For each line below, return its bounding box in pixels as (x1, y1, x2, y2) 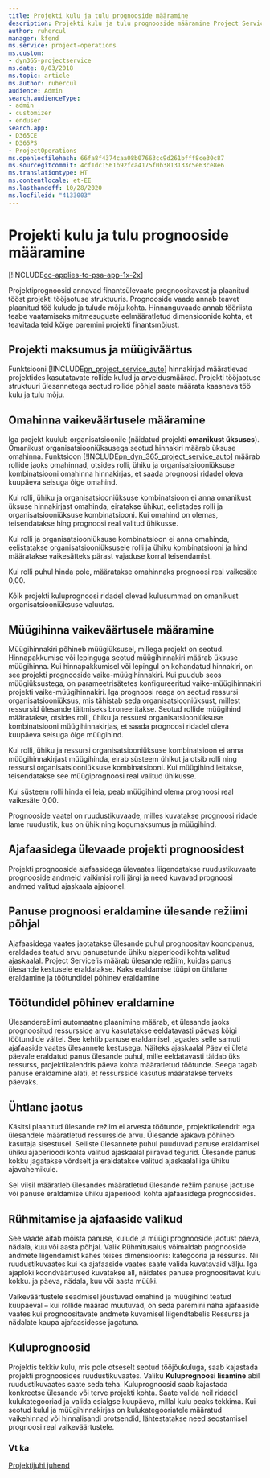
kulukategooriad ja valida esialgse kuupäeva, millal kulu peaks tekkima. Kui (8, 1396, 256, 1406)
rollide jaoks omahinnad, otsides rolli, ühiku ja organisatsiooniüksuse (8, 460, 235, 470)
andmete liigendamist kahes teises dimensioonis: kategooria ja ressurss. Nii (8, 1251, 259, 1261)
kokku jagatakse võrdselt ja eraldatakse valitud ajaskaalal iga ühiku (8, 1156, 230, 1166)
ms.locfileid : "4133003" (8, 191, 92, 200)
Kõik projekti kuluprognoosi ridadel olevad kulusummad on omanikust (8, 591, 239, 601)
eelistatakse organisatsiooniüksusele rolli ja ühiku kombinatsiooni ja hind (8, 543, 247, 552)
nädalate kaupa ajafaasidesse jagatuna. (8, 1318, 139, 1327)
